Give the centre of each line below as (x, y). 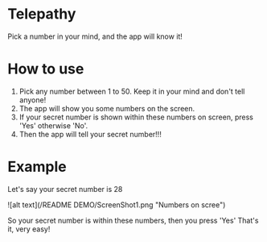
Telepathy (42, 14)
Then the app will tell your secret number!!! (90, 134)
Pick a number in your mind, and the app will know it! (95, 36)
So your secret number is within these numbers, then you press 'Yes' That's (133, 220)
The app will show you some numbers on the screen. (107, 108)
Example (37, 167)
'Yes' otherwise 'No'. (53, 125)
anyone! (33, 100)
